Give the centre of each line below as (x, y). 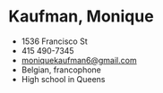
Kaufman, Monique (81, 17)
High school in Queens (63, 79)
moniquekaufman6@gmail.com (79, 60)
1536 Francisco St (54, 41)
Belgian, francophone (61, 70)
